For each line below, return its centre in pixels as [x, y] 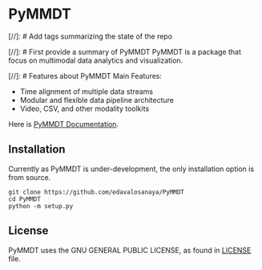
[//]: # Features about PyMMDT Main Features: [85, 76]
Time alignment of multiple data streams [87, 91]
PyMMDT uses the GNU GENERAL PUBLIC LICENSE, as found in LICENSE [130, 250]
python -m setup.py [41, 206]
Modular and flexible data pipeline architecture [97, 100]
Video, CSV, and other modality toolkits [85, 108]
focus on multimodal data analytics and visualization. [96, 60]
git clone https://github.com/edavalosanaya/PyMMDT [96, 192]
